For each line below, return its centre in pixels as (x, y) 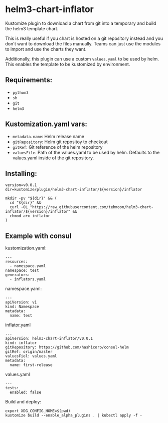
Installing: (21, 173)
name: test (21, 316)
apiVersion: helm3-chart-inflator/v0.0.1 (49, 339)
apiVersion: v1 (21, 303)
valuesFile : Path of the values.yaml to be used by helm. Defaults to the (86, 152)
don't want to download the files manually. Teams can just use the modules (83, 43)
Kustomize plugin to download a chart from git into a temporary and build (81, 23)
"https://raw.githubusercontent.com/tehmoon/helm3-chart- (92, 207)
